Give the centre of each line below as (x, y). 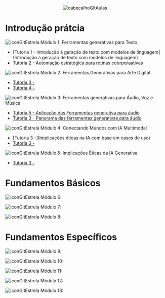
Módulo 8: (51, 217)
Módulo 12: (52, 280)
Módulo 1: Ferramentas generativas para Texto (89, 42)
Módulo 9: (51, 251)
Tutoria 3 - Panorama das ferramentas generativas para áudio (77, 118)
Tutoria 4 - (24, 88)
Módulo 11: (51, 271)
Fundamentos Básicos (53, 183)
